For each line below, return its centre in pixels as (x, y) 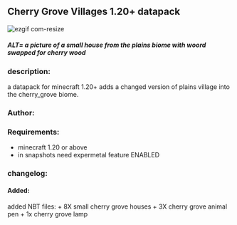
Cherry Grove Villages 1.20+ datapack (94, 12)
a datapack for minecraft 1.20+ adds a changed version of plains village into (118, 87)
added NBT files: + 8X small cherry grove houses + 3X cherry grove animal (117, 206)
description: (29, 71)
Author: (21, 113)
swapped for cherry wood (47, 53)
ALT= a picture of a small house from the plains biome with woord (107, 45)
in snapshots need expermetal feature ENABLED (89, 155)
